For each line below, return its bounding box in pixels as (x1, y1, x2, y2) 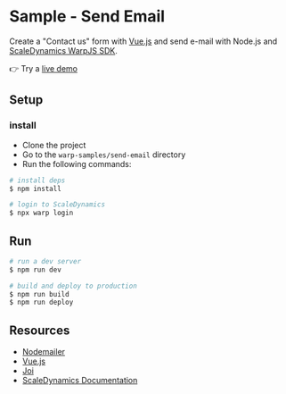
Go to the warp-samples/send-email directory (21, 149, 186, 160)
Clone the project (21, 139, 86, 150)
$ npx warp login (9, 208, 74, 218)
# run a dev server (9, 256, 82, 265)
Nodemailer (21, 347, 65, 357)
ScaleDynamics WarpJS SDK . (9, 45, 118, 55)
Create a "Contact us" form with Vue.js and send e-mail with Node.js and (9, 36, 278, 46)
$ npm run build (9, 289, 69, 298)
